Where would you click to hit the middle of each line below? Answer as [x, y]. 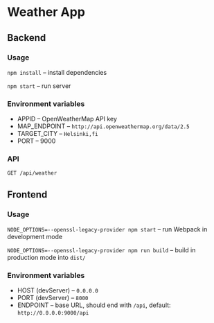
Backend [27, 38]
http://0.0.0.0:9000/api [53, 313]
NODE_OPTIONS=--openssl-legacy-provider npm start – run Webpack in [107, 229]
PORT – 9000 [36, 141]
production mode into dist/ [46, 258]
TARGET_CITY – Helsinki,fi [57, 134]
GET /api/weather [32, 173]
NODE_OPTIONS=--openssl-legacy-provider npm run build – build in [101, 250]
